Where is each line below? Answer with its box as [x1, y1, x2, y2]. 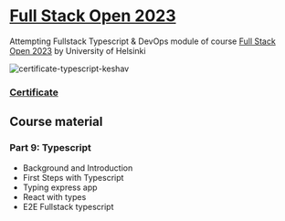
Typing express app [22, 182, 98, 193]
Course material [9, 114, 103, 130]
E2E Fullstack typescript [22, 201, 114, 212]
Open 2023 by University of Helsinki [9, 45, 146, 56]
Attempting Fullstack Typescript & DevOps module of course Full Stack [9, 36, 276, 47]
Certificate [9, 86, 59, 99]
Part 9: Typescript [9, 142, 91, 154]
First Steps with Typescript [22, 172, 124, 183]
